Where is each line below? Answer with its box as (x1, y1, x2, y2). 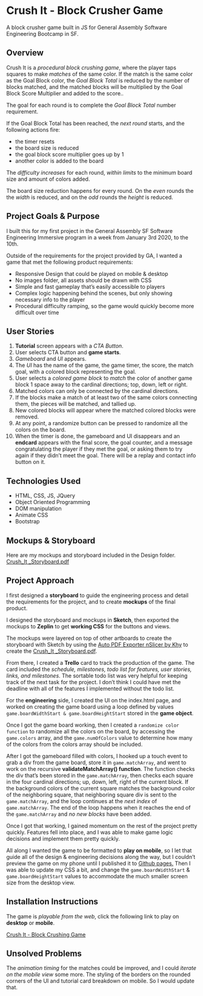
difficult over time (15, 309, 59, 316)
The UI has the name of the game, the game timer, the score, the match (15, 362, 194, 369)
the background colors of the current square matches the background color (6, 784, 195, 792)
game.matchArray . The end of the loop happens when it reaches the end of (6, 804, 191, 811)
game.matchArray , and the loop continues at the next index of (6, 797, 158, 804)
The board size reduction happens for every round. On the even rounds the (6, 187, 194, 194)
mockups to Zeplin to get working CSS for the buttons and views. (6, 622, 171, 630)
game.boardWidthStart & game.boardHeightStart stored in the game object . (6, 709, 194, 716)
